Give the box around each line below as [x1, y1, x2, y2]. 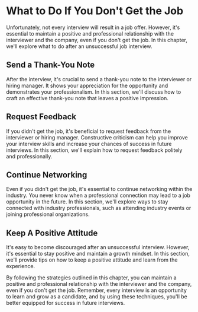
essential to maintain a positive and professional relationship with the [6, 30, 174, 37]
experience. [6, 263, 35, 270]
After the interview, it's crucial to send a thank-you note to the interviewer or [6, 75, 192, 82]
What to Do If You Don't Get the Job [6, 4, 184, 18]
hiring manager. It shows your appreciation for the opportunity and [6, 82, 168, 89]
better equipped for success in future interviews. [6, 300, 125, 307]
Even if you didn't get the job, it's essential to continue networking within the [6, 186, 193, 193]
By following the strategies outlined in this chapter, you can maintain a [6, 274, 177, 281]
